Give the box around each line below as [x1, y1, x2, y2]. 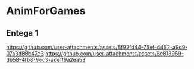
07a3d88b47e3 [6, 50, 44, 57]
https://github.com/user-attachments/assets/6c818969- [44, 50, 184, 57]
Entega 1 [6, 28, 39, 38]
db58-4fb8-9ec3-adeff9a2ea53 [6, 57, 86, 63]
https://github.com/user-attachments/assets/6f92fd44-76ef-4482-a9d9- [6, 43, 188, 51]
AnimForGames [6, 4, 86, 18]
